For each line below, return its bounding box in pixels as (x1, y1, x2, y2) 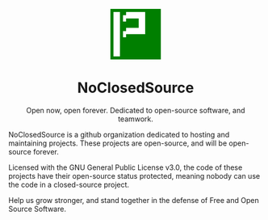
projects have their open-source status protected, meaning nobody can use (8, 171, 261, 180)
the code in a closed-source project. (8, 180, 130, 189)
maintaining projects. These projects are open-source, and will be (8, 138, 228, 148)
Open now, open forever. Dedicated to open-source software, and (26, 105, 245, 115)
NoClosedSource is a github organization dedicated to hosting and (8, 129, 230, 139)
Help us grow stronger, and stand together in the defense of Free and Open (8, 195, 260, 205)
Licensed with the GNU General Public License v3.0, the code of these (8, 163, 243, 172)
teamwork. (118, 114, 153, 124)
